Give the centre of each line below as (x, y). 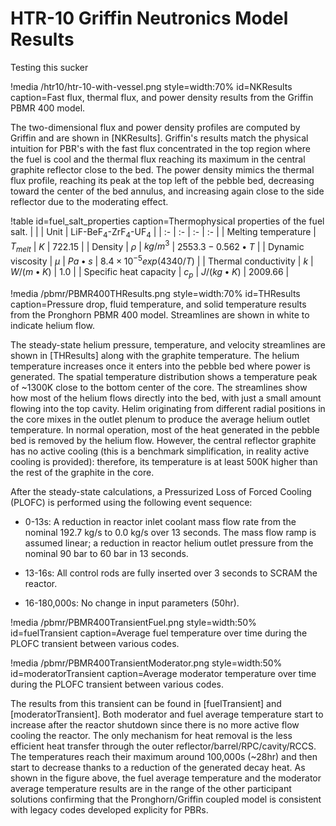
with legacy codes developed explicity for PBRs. (109, 809)
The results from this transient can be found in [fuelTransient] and (146, 703)
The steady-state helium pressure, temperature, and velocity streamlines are (168, 344)
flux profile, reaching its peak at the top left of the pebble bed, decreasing (162, 180)
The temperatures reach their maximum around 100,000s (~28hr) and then (164, 756)
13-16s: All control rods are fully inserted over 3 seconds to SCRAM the (171, 573)
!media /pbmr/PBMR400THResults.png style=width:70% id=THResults (155, 293)
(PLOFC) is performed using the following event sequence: (131, 502)
